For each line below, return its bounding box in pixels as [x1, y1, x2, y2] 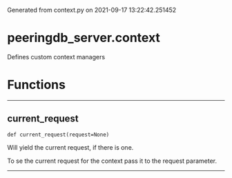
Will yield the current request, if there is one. [7, 143, 134, 151]
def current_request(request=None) [7, 131, 110, 138]
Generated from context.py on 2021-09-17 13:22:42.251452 [7, 6, 177, 14]
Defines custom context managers [7, 52, 106, 61]
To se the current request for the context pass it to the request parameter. [7, 157, 217, 165]
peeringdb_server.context [7, 30, 161, 46]
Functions [7, 77, 66, 92]
